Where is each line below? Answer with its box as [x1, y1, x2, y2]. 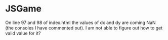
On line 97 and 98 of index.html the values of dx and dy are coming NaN [5, 19, 156, 25]
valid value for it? [5, 30, 41, 36]
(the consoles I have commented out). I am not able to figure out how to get [5, 24, 163, 30]
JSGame [5, 3, 42, 14]
